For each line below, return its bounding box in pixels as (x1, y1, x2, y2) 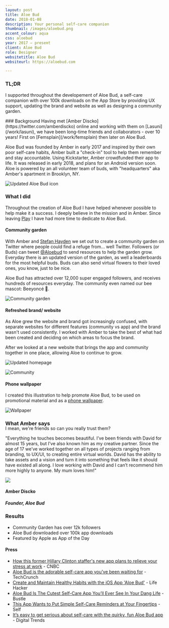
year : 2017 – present (5, 41, 51, 46)
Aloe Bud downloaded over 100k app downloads (12, 530, 114, 536)
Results (5, 513, 24, 520)
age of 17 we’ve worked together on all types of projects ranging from (5, 446, 150, 452)
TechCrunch (12, 574, 39, 580)
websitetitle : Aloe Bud (5, 54, 55, 60)
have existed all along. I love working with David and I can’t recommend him (5, 462, 163, 468)
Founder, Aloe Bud (5, 500, 45, 506)
